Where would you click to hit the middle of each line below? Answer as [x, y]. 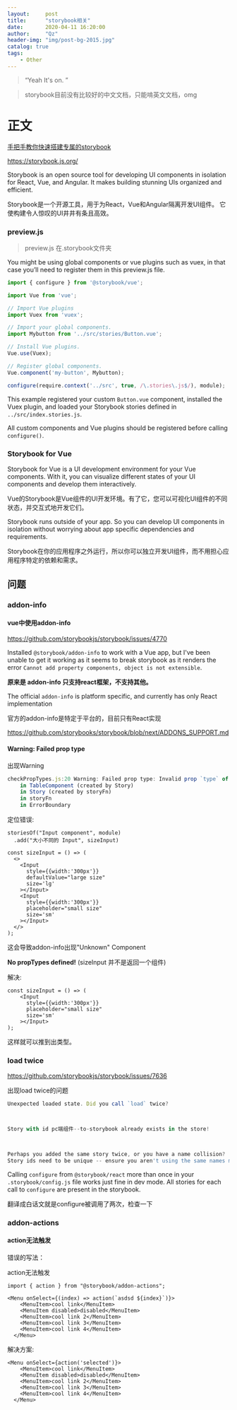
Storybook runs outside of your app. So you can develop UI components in [116, 521]
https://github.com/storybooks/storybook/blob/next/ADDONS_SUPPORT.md [118, 733]
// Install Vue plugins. [44, 347]
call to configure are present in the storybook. [74, 1189]
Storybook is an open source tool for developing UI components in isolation [117, 175]
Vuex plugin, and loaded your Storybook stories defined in [92, 407]
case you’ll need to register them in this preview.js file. [86, 269]
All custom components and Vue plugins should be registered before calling [117, 428]
